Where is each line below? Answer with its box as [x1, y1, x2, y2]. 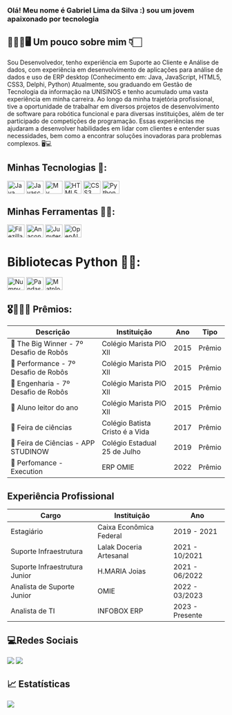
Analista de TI [10, 606, 55, 616]
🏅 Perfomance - [10, 458, 64, 468]
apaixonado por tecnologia [7, 14, 99, 23]
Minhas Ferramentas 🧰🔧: [7, 206, 115, 218]
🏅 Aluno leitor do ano [10, 403, 79, 412]
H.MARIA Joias [97, 566, 146, 575]
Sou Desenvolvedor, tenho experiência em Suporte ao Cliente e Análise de [7, 58, 219, 66]
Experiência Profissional [7, 490, 115, 502]
